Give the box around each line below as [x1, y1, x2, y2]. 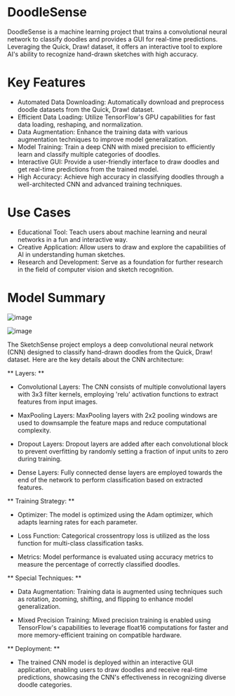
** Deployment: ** [7, 644, 60, 652]
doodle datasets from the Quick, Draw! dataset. [17, 105, 155, 113]
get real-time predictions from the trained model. [17, 165, 159, 173]
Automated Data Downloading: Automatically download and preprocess [17, 98, 224, 106]
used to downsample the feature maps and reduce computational [17, 418, 207, 427]
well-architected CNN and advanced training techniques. [17, 180, 182, 188]
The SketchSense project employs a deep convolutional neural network [7, 340, 214, 349]
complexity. [17, 426, 51, 434]
